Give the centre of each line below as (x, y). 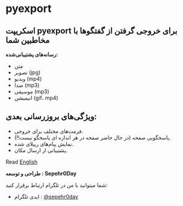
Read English (22, 162)
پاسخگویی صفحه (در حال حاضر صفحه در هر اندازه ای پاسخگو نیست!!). (92, 137)
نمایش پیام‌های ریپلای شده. (44, 144)
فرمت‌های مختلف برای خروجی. (49, 131)
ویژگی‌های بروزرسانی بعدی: (51, 116)
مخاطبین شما (28, 40)
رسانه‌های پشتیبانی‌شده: (32, 54)
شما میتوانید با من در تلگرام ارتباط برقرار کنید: (57, 185)
